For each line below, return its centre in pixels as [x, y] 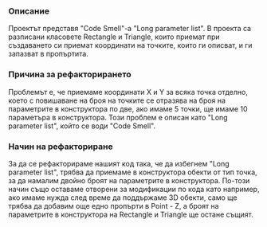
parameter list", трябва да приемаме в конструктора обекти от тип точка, [133, 172]
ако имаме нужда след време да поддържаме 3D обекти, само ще [123, 198]
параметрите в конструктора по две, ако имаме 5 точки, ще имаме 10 [128, 108]
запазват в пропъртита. [49, 54]
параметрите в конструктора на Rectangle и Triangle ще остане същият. [131, 214]
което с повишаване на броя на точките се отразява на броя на [117, 100]
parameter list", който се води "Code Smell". [82, 126]
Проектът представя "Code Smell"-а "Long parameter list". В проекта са [130, 29]
